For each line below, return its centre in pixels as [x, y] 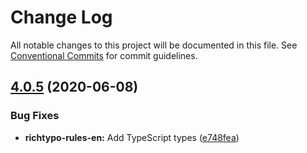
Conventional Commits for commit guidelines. [104, 55]
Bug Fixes [35, 116]
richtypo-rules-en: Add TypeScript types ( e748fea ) [132, 137]
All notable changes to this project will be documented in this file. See [154, 45]
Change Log [61, 17]
